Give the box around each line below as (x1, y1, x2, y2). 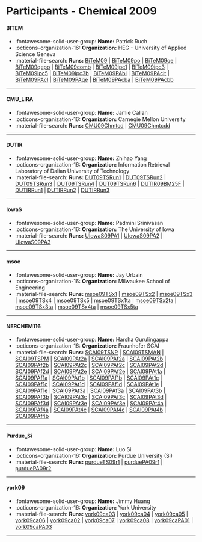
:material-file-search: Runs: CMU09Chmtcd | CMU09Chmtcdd (14, 122, 170, 129)
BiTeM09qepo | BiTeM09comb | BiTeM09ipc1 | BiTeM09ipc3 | (14, 63, 168, 70)
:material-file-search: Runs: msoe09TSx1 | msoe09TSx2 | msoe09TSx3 (14, 291, 193, 298)
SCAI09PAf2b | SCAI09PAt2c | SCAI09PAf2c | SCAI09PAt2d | (14, 362, 167, 369)
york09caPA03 (14, 523, 52, 530)
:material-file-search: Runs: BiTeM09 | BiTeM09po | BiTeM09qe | (14, 57, 177, 64)
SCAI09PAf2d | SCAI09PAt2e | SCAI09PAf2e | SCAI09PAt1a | (14, 368, 165, 375)
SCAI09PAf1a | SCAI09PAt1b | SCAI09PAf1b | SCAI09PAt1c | (14, 374, 162, 381)
